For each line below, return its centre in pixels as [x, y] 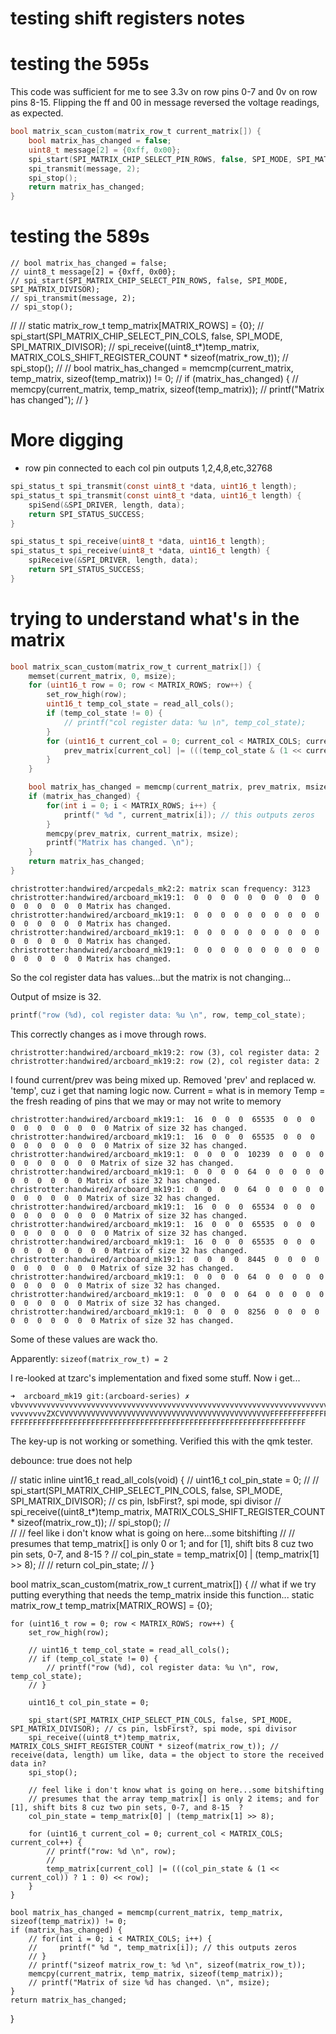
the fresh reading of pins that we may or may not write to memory [146, 1101]
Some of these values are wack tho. [84, 1339]
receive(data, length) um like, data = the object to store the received [167, 1755]
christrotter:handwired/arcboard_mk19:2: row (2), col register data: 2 [165, 1061]
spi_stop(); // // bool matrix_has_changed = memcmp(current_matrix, [152, 368]
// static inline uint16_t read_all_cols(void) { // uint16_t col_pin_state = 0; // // [165, 1479]
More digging [67, 440]
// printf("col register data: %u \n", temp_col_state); [185, 722]
